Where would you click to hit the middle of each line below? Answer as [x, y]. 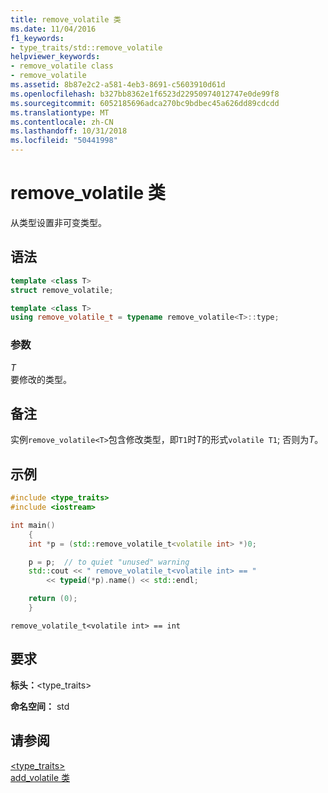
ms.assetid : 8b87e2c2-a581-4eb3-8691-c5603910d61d [118, 85]
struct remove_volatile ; [62, 290]
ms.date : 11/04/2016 [53, 29]
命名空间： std [40, 706]
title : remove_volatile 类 [66, 19]
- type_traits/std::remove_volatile [86, 47]
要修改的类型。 [41, 379]
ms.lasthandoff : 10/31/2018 [69, 131]
